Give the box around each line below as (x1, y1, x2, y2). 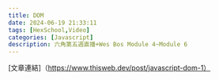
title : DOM (8, 11, 44, 20)
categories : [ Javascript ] (8, 33, 93, 42)
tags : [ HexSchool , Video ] (8, 26, 90, 34)
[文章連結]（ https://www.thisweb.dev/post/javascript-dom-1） (8, 64, 211, 73)
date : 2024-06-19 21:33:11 (8, 19, 97, 27)
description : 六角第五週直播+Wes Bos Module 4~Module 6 (8, 41, 188, 49)
